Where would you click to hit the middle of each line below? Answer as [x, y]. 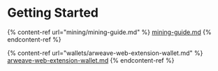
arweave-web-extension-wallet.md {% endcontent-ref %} [91, 60]
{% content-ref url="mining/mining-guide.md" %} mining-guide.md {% [109, 32]
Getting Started [53, 13]
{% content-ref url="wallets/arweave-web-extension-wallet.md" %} [105, 53]
